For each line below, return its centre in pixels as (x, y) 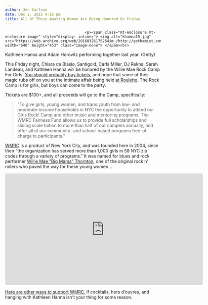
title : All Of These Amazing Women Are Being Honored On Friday (73, 19)
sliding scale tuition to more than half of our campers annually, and (85, 126)
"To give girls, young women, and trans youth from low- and (78, 104)
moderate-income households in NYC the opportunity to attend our (85, 110)
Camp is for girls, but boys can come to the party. (56, 85)
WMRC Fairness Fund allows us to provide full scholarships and (82, 120)
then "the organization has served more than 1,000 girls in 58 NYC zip (76, 151)
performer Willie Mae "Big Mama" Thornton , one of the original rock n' (77, 161)
